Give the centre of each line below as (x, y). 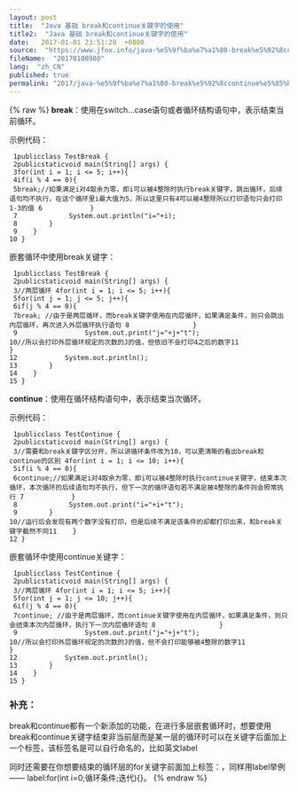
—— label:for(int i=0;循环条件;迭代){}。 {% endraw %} (108, 778)
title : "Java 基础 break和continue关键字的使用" (97, 26)
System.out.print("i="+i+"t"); (126, 505)
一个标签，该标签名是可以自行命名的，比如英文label (103, 748)
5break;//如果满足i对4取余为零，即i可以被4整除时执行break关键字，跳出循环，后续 (148, 189)
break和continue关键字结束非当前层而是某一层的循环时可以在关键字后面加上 (148, 736)
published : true (39, 75)
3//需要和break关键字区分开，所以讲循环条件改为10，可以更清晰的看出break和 (138, 451)
